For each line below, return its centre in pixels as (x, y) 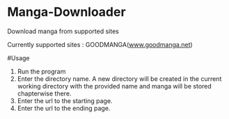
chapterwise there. (44, 93)
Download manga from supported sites (63, 31)
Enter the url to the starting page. (65, 100)
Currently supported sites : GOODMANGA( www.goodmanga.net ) (100, 44)
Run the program (41, 71)
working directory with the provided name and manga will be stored (114, 86)
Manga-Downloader (67, 12)
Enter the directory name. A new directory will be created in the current (119, 79)
